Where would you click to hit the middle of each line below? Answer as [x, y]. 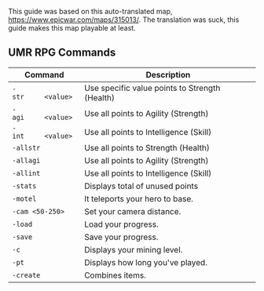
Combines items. [115, 275]
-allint [26, 173]
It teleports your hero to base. [139, 198]
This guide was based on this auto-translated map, [90, 11]
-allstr [26, 147]
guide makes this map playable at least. [72, 28]
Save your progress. [121, 237]
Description [168, 75]
